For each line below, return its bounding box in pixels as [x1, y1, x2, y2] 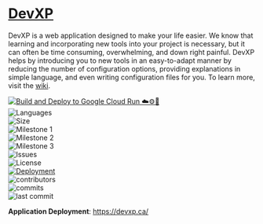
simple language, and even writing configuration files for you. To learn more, [8, 72, 255, 82]
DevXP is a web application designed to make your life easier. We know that [8, 31, 254, 40]
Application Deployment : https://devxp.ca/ [8, 206, 149, 216]
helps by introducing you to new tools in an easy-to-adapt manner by [8, 56, 232, 65]
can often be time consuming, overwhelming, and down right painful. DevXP [8, 47, 255, 57]
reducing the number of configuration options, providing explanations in [8, 64, 241, 73]
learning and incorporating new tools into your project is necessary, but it [8, 39, 246, 48]
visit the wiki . [8, 80, 51, 90]
